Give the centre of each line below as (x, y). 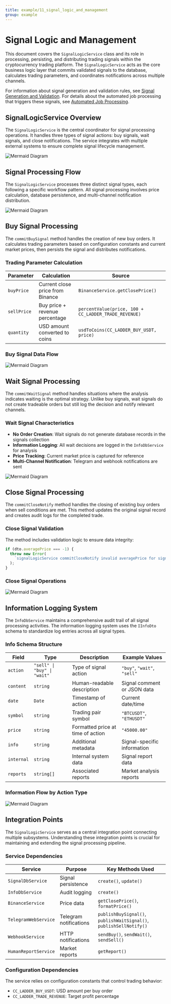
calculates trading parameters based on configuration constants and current (85, 244)
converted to (54, 333)
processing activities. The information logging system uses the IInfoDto (81, 626)
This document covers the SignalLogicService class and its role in (75, 54)
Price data (72, 903)
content (17, 686)
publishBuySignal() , (122, 914)
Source (121, 276)
